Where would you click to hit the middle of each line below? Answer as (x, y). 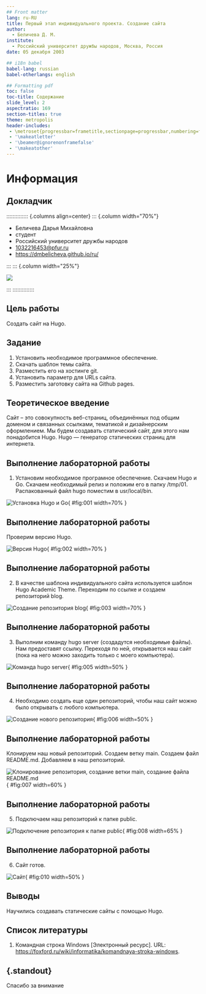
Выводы (23, 896)
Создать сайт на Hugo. (36, 324)
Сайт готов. (30, 865)
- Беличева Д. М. (34, 35)
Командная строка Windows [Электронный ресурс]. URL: (90, 945)
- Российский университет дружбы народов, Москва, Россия (88, 47)
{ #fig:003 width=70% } (116, 608)
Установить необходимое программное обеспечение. (86, 357)
